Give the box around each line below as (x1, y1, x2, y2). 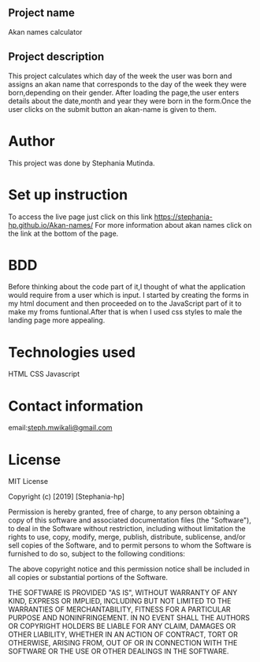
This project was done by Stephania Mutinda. (8, 158, 155, 168)
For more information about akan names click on (94, 220, 252, 229)
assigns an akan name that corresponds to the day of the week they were (8, 79, 247, 89)
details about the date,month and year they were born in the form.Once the (8, 96, 252, 106)
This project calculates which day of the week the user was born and (8, 71, 232, 80)
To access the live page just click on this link (8, 212, 153, 221)
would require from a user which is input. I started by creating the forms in (8, 291, 250, 300)
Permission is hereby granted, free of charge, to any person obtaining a (8, 508, 240, 517)
